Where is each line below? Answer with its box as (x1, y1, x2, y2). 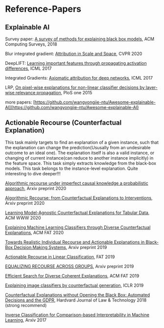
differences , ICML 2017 (5, 65, 52, 71)
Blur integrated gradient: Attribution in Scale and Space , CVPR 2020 (5, 51, 142, 56)
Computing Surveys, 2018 (5, 41, 57, 47)
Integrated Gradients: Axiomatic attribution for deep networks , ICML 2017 (5, 75, 153, 81)
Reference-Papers (5, 3, 82, 15)
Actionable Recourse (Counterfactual (5, 119, 122, 127)
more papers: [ (5, 99, 35, 105)
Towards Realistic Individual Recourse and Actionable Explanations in (5, 239, 145, 245)
